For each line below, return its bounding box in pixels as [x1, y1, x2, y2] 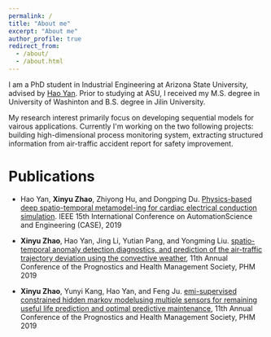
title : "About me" [8, 20, 71, 28]
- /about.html [15, 58, 63, 66]
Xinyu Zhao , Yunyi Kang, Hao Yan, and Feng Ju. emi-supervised [20, 286, 238, 295]
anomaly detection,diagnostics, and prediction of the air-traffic [52, 244, 263, 254]
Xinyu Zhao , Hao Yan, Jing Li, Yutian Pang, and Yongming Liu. [20, 235, 229, 245]
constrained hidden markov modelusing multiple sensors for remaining [20, 295, 258, 304]
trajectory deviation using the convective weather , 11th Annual [20, 253, 228, 263]
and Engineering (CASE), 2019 [20, 220, 122, 230]
